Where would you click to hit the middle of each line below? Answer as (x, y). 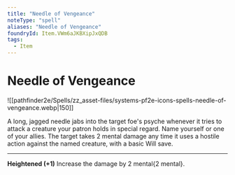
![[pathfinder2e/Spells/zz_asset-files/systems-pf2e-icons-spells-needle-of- (117, 100)
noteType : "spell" (34, 20)
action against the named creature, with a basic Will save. (90, 143)
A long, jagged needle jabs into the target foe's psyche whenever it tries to (115, 121)
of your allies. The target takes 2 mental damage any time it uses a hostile (113, 136)
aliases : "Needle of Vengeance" (54, 27)
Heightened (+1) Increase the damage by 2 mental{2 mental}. (96, 163)
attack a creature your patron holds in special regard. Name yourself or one (116, 128)
